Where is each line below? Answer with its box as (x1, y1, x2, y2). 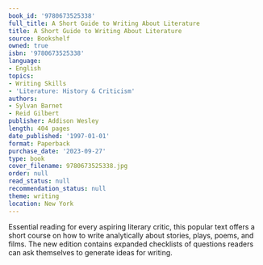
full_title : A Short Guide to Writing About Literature (8, 19, 200, 27)
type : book (8, 154, 45, 162)
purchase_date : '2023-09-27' (8, 147, 106, 155)
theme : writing (8, 191, 60, 200)
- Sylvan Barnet (8, 102, 63, 110)
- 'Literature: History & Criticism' (8, 86, 136, 95)
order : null (8, 170, 48, 178)
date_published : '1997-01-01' (8, 132, 111, 140)
